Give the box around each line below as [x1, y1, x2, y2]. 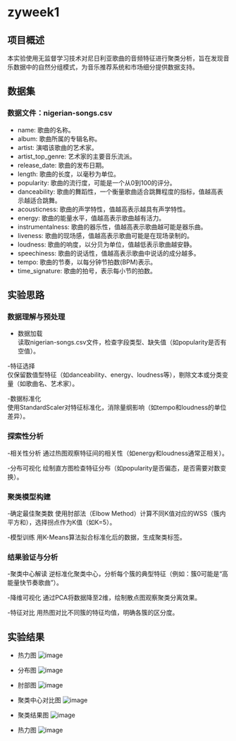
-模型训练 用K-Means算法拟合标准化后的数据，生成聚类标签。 [7, 533, 187, 541]
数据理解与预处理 [7, 312, 66, 321]
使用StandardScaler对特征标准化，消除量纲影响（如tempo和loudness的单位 [7, 403, 227, 412]
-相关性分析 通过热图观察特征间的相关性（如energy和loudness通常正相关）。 [7, 449, 229, 457]
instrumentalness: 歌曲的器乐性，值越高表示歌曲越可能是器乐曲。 [17, 223, 207, 231]
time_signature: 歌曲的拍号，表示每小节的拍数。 [17, 266, 157, 275]
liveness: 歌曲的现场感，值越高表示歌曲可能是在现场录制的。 [17, 231, 194, 239]
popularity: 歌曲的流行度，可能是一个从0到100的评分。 [17, 178, 176, 187]
